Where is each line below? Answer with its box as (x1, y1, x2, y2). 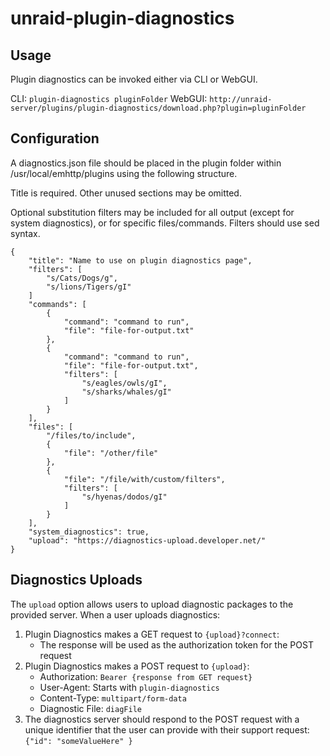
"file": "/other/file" (63, 448, 159, 458)
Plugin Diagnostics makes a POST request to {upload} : (24, 660, 250, 672)
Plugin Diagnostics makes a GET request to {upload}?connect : (24, 628, 280, 640)
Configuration (10, 130, 100, 147)
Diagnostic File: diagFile (39, 702, 142, 714)
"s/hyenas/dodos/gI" (81, 492, 168, 502)
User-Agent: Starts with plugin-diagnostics (39, 681, 220, 693)
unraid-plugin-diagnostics (10, 7, 235, 30)
